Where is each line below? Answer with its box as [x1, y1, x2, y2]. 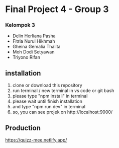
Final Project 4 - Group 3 [5, 4, 109, 15]
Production [5, 123, 41, 132]
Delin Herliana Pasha [12, 33, 56, 39]
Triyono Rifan [12, 54, 40, 60]
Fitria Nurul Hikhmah [12, 38, 55, 44]
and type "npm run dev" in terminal [12, 104, 85, 110]
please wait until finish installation [12, 98, 83, 104]
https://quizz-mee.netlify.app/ [5, 137, 67, 143]
